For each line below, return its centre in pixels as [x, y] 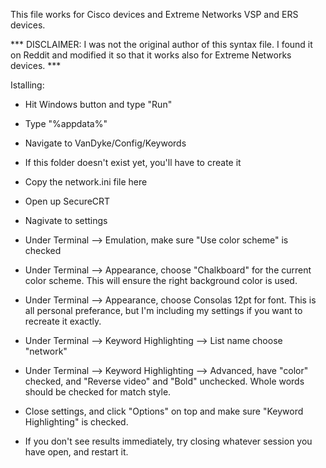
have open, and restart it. [76, 452]
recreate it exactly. [63, 321]
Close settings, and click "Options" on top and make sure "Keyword [164, 411]
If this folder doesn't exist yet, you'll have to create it [133, 162]
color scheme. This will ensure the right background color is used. [161, 280]
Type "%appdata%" [66, 123]
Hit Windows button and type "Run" [98, 104]
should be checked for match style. [98, 392]
